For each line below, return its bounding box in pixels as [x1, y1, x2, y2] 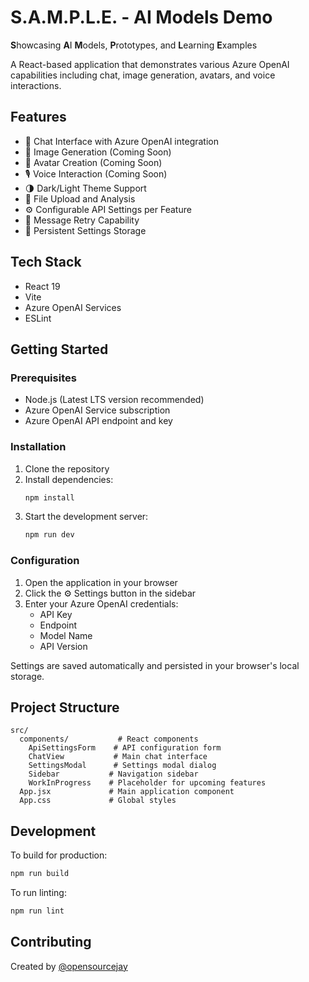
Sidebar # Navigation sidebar [28, 769, 199, 780]
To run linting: [10, 887, 67, 899]
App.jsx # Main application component [19, 787, 235, 797]
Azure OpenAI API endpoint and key [24, 415, 173, 427]
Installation [10, 440, 67, 454]
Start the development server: [24, 511, 149, 523]
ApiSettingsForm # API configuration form [28, 743, 222, 753]
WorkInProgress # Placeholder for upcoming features [28, 778, 267, 788]
